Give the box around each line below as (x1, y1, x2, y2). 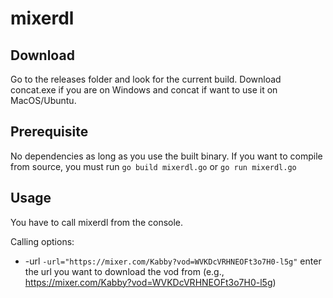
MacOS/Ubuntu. (10, 95, 77, 106)
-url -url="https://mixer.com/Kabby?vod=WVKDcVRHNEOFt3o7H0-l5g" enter (24, 255, 322, 267)
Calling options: (10, 235, 75, 247)
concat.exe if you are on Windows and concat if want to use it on (10, 84, 278, 96)
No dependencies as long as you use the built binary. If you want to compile (10, 150, 323, 162)
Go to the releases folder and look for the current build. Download (10, 73, 282, 85)
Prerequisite (10, 123, 89, 141)
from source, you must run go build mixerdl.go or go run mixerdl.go (10, 160, 297, 172)
